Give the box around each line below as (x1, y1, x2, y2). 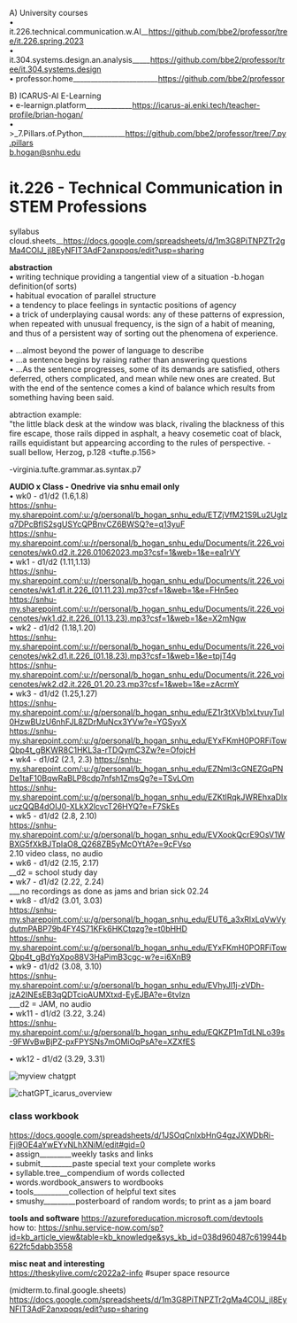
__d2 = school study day (9, 867, 98, 878)
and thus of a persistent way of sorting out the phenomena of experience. (9, 328, 278, 338)
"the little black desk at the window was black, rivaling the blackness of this (9, 418, 285, 429)
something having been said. (9, 391, 115, 402)
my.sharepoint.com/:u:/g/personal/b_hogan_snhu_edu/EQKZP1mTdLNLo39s (9, 1026, 286, 1037)
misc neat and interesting (9, 1258, 105, 1269)
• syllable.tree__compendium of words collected (9, 1168, 186, 1179)
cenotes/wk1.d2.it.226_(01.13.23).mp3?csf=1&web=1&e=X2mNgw (9, 613, 247, 623)
